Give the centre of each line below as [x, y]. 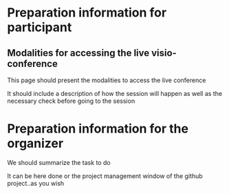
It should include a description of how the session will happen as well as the [115, 94]
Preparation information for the [98, 129]
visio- [164, 53]
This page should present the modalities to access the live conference [107, 80]
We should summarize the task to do [59, 162]
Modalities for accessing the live [78, 53]
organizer [35, 144]
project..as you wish [36, 183]
